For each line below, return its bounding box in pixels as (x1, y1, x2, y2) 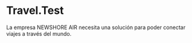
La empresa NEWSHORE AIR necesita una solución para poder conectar (6, 24, 186, 31)
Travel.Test (6, 4, 64, 18)
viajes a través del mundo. (6, 30, 72, 37)
